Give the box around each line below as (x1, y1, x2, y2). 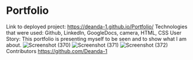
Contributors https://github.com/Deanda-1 (6, 47, 108, 54)
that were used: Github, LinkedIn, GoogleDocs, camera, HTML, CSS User (6, 29, 182, 36)
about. (6, 42, 22, 48)
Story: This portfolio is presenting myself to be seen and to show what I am (6, 35, 187, 42)
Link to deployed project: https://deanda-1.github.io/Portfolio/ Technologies (6, 23, 188, 30)
